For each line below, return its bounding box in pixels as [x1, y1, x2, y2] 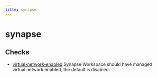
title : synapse [5, 7, 37, 12]
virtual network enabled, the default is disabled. [12, 66, 110, 72]
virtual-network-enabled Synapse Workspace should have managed [12, 61, 153, 67]
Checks [5, 48, 30, 57]
